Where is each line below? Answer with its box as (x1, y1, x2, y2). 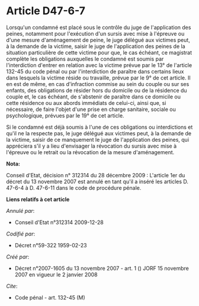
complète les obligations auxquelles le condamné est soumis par (6, 55, 164, 62)
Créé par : (6, 253, 30, 260)
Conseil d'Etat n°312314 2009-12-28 (14, 218, 104, 226)
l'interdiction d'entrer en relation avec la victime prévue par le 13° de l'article (6, 61, 192, 69)
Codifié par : (6, 230, 36, 237)
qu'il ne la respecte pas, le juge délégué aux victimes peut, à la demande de (6, 129, 192, 137)
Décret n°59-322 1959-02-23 (14, 241, 87, 248)
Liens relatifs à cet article (6, 196, 70, 203)
